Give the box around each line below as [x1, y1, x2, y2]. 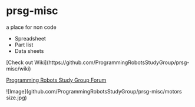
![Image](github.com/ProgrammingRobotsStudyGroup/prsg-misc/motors [6, 88, 182, 95]
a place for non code [6, 24, 57, 31]
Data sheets [14, 47, 44, 54]
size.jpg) [6, 94, 28, 101]
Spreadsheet [14, 35, 46, 42]
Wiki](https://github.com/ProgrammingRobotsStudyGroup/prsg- [34, 59, 190, 66]
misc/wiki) [6, 65, 31, 72]
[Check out [6, 59, 34, 66]
